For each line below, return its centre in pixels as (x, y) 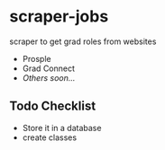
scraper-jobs (59, 17)
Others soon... (49, 77)
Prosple (37, 58)
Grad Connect (48, 68)
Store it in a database (62, 128)
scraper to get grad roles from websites (83, 41)
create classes (50, 137)
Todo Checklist (53, 106)
